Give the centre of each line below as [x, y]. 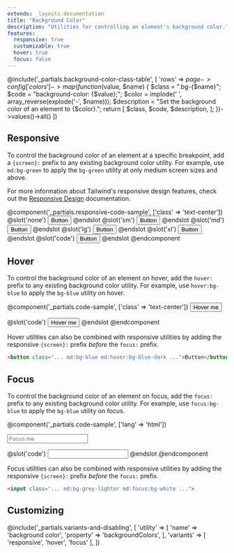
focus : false [32, 59]
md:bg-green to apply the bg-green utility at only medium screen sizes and [112, 170]
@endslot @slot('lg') [62, 229]
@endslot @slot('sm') [104, 220]
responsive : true [39, 40]
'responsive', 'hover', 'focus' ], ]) [54, 542]
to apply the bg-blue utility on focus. [73, 411]
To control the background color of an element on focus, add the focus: [110, 396]
